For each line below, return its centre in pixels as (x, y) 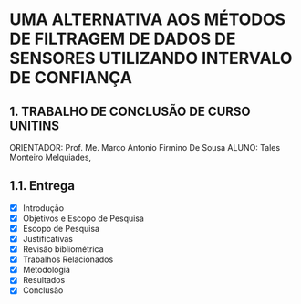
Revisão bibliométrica (63, 249)
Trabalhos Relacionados (68, 259)
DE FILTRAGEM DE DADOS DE (123, 39)
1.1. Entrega (42, 186)
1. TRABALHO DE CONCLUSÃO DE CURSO (130, 111)
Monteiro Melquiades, (51, 157)
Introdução (43, 208)
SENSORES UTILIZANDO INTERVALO (151, 58)
